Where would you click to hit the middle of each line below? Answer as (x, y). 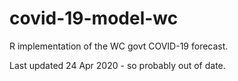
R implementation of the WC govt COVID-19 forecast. (119, 46)
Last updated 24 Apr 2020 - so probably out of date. (117, 65)
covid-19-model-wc (94, 18)
